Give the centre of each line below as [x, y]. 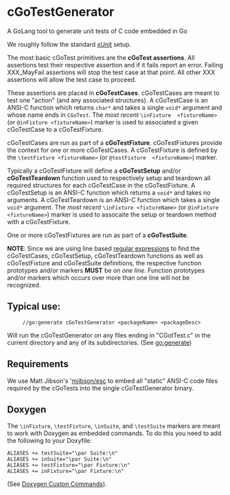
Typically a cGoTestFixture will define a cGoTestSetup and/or [94, 170]
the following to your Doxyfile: [49, 441]
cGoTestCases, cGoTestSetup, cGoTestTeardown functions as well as [105, 256]
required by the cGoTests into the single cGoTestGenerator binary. [101, 388]
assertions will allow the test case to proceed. [72, 79]
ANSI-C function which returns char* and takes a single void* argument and [115, 107]
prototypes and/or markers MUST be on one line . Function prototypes [106, 270]
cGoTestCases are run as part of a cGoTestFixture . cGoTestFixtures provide [115, 142]
